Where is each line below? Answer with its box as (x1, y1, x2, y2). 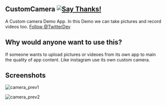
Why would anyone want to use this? (5, 38, 122, 46)
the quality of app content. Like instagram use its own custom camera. (5, 56, 150, 62)
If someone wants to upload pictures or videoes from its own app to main (5, 51, 156, 57)
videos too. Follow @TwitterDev (5, 23, 71, 29)
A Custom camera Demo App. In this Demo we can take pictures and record (5, 18, 161, 24)
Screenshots (5, 71, 46, 80)
